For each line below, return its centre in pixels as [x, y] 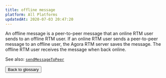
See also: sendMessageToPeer [35, 59]
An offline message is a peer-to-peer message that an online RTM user [79, 34]
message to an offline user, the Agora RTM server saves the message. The [83, 44]
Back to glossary [23, 70]
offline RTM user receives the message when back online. [66, 50]
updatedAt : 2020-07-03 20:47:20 [39, 19]
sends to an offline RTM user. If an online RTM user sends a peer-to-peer [82, 39]
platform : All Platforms [31, 15]
